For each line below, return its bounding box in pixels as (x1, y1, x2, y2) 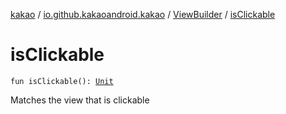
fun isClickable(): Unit (10, 76, 114, 86)
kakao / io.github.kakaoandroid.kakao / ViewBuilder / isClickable (10, 9, 276, 20)
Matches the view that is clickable (10, 94, 150, 106)
